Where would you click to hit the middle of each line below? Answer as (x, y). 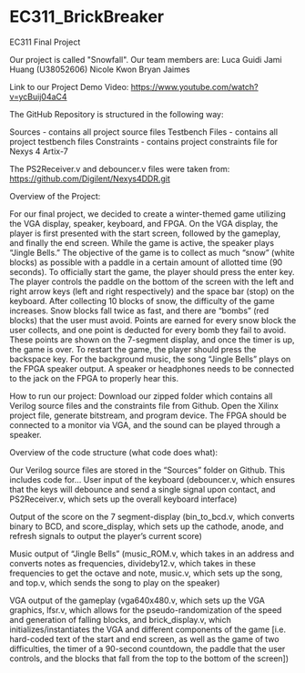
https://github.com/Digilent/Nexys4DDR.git (90, 178)
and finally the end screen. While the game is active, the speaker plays (142, 242)
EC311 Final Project (45, 42)
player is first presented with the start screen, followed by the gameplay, (145, 233)
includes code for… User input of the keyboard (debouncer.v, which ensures (152, 479)
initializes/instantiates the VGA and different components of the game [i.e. (148, 629)
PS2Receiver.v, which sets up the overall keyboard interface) (123, 499)
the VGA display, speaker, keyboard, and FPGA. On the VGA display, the (144, 223)
